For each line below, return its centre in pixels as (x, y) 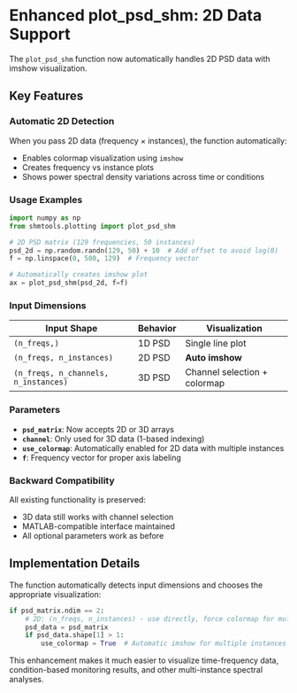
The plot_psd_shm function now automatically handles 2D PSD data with (140, 58)
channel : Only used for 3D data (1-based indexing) (113, 439)
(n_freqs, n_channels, (61, 374)
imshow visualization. (48, 68)
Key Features (46, 96)
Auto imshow (214, 358)
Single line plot (216, 344)
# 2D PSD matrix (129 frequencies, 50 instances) (103, 242)
